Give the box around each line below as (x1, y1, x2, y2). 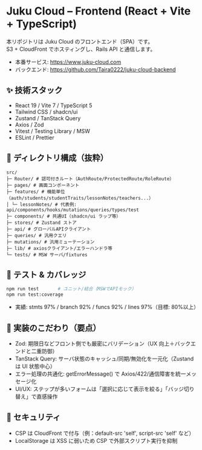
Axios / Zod (15, 121, 44, 128)
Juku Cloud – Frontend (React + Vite (6, 4, 191, 18)
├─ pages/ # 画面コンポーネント (6, 182, 80, 188)
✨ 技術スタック (6, 85, 63, 96)
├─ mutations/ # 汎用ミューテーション (6, 239, 95, 245)
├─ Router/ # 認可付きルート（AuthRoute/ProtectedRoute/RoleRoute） (6, 175, 174, 182)
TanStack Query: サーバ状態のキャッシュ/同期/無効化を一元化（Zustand (15, 355, 194, 362)
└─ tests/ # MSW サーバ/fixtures (6, 252, 88, 258)
